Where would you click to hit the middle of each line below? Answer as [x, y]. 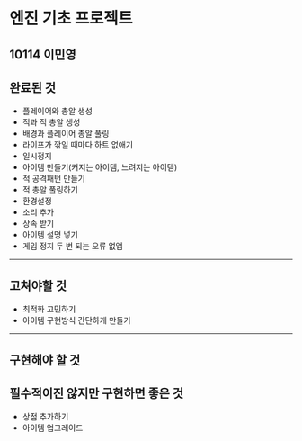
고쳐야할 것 [38, 286]
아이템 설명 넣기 [50, 235]
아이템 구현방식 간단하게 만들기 [76, 320]
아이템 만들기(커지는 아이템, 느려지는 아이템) [100, 167]
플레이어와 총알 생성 [57, 111]
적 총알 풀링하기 [50, 190]
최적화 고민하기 [49, 309]
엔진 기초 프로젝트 [71, 18]
